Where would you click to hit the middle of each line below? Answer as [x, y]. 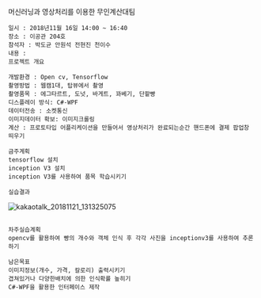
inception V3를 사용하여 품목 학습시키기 [67, 177]
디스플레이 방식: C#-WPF [43, 102]
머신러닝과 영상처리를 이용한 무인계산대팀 [72, 11]
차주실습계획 [25, 230]
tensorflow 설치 [33, 160]
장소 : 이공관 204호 [37, 36]
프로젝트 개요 [26, 62]
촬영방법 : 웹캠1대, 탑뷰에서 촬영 [56, 86]
